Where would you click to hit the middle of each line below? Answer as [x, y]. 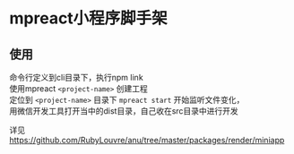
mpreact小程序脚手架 [88, 18]
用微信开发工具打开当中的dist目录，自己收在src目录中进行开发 [124, 111]
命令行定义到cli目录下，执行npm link [76, 77]
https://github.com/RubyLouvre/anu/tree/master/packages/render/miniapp [147, 140]
